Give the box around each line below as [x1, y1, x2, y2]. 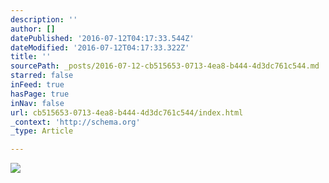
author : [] [10, 24, 56, 34]
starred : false [10, 71, 74, 81]
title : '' [10, 52, 52, 62]
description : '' [10, 14, 78, 25]
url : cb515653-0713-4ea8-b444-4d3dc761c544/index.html [10, 107, 244, 118]
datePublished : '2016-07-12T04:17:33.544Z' [10, 33, 195, 43]
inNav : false [10, 98, 65, 108]
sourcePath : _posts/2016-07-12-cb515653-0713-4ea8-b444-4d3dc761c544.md [10, 61, 320, 71]
